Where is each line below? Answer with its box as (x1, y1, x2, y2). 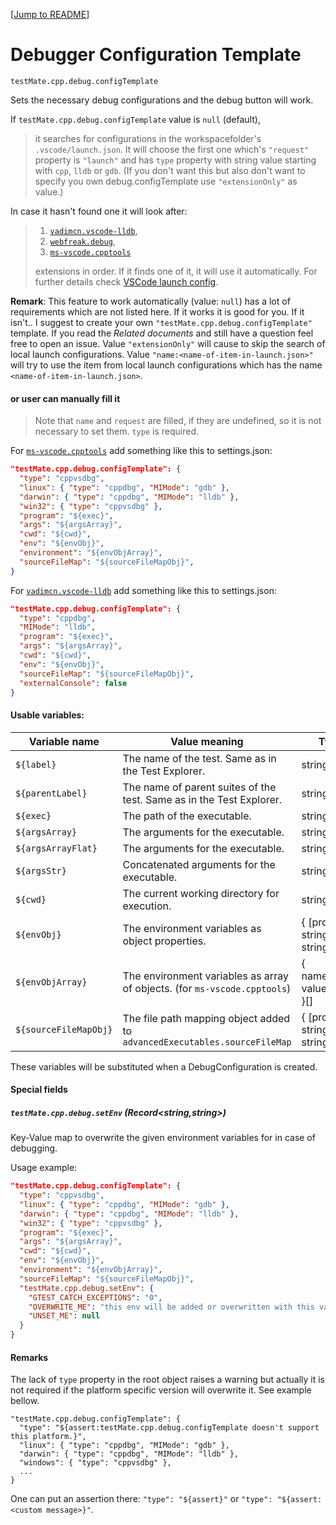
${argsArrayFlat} (15, 842, 98, 854)
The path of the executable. (122, 809, 252, 823)
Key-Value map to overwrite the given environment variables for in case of (10, 1132, 316, 1144)
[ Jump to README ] (10, 9, 90, 20)
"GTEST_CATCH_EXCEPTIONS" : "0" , (28, 1292, 163, 1303)
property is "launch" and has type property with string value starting (34, 154, 317, 166)
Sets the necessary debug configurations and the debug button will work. (10, 94, 314, 106)
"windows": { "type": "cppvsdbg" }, (19, 1458, 172, 1468)
